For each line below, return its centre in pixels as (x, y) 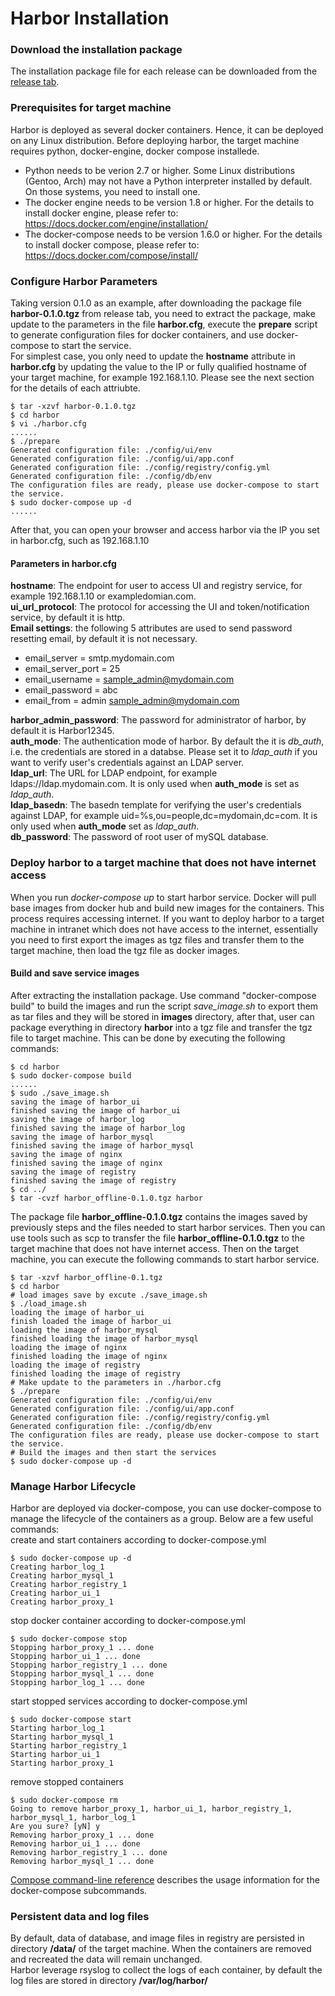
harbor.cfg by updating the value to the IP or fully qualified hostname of (159, 367)
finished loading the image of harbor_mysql (104, 1338)
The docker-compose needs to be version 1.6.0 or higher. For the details (173, 234)
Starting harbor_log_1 (57, 1728)
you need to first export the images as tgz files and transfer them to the (157, 939)
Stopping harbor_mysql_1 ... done (82, 1674)
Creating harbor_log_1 (57, 1567)
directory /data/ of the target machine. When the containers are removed (161, 1949)
